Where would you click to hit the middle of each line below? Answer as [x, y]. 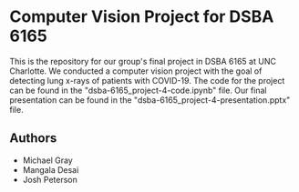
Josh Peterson [50, 179]
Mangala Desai [51, 169]
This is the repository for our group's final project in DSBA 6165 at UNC [143, 61]
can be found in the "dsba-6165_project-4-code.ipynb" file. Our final [138, 90]
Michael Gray [47, 160]
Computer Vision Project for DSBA [142, 17]
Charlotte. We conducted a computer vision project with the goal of [136, 71]
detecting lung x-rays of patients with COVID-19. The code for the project [147, 80]
